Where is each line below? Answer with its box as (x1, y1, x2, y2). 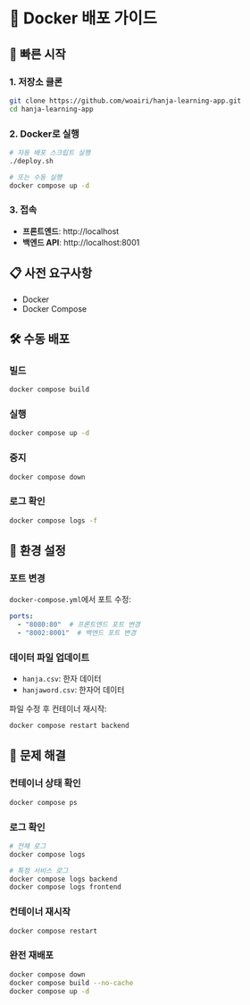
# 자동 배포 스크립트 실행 (9, 148, 91, 157)
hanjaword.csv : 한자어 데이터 (21, 684, 125, 695)
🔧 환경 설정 (9, 543, 67, 558)
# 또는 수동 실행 (9, 172, 62, 181)
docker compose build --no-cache (9, 978, 134, 987)
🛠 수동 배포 (9, 331, 70, 347)
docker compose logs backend (9, 875, 118, 884)
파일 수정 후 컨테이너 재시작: (9, 703, 107, 715)
